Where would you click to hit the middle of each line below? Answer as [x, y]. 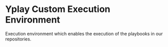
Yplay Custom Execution [58, 9]
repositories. [18, 39]
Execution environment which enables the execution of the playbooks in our [84, 33]
